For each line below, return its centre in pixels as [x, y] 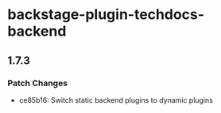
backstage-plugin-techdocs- [106, 15]
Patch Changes [38, 83]
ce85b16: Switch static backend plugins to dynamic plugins [116, 100]
